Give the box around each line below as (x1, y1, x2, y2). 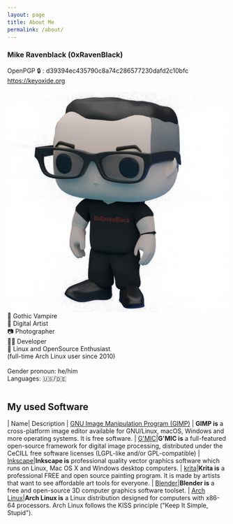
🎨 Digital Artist (7, 319, 49, 327)
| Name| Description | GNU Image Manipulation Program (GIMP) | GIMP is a (7, 420, 224, 428)
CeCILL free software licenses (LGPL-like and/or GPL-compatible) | (7, 449, 200, 458)
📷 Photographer (7, 327, 55, 335)
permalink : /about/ (7, 26, 64, 33)
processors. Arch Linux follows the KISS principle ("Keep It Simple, (16, 501, 209, 510)
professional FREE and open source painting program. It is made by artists (7, 472, 220, 480)
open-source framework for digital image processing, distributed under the (7, 441, 223, 451)
